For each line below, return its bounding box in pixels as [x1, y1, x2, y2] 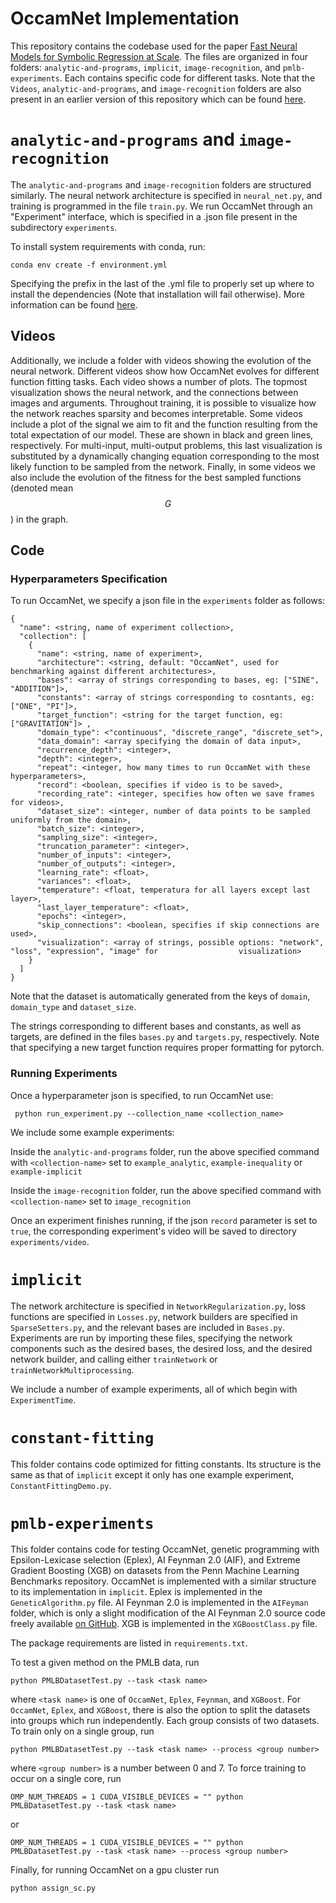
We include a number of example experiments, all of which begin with [10, 1383, 298, 1395]
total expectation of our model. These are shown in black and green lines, [10, 428, 314, 441]
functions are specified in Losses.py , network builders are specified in [10, 1310, 298, 1322]
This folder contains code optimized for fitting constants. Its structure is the [10, 1458, 322, 1470]
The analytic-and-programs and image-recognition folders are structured [10, 178, 312, 191]
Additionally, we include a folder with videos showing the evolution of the [10, 354, 312, 366]
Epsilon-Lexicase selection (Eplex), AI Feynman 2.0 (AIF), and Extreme [10, 1554, 301, 1566]
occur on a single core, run [10, 1773, 122, 1785]
